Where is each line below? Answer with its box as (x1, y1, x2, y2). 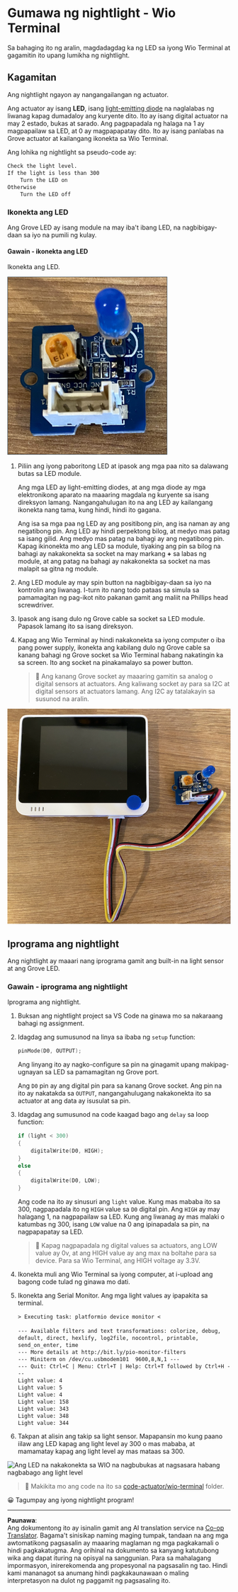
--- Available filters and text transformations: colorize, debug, (17, 1328, 221, 1335)
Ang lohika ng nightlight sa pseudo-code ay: (7, 147, 137, 157)
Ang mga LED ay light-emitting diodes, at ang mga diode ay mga (17, 483, 206, 491)
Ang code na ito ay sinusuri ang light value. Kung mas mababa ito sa (17, 1198, 221, 1206)
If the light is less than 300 (7, 169, 100, 176)
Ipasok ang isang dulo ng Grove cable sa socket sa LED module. (17, 615, 205, 623)
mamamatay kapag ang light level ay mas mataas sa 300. (17, 1447, 186, 1456)
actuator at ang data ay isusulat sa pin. (17, 1096, 131, 1105)
